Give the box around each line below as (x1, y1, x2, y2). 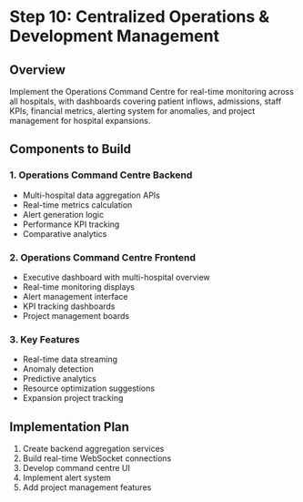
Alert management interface (22, 291, 128, 302)
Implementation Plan (9, 419, 130, 435)
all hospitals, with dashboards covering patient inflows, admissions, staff (9, 96, 282, 107)
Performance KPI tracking (22, 219, 120, 230)
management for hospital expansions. (9, 116, 151, 126)
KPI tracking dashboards (22, 301, 116, 312)
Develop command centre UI (22, 463, 130, 474)
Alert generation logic (22, 209, 105, 220)
